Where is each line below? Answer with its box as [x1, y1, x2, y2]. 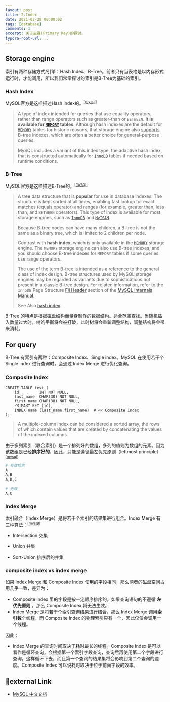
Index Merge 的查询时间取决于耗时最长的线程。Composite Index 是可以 [12, 643, 161, 649]
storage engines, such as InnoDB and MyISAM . [17, 214, 110, 220]
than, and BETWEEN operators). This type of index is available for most [17, 209, 161, 215]
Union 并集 [12, 543, 35, 549]
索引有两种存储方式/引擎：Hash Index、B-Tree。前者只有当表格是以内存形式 [5, 68, 164, 75]
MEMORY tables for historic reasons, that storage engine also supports [17, 126, 160, 132]
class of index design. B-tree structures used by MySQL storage [17, 271, 152, 277]
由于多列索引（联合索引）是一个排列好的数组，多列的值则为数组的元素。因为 [5, 442, 165, 448]
